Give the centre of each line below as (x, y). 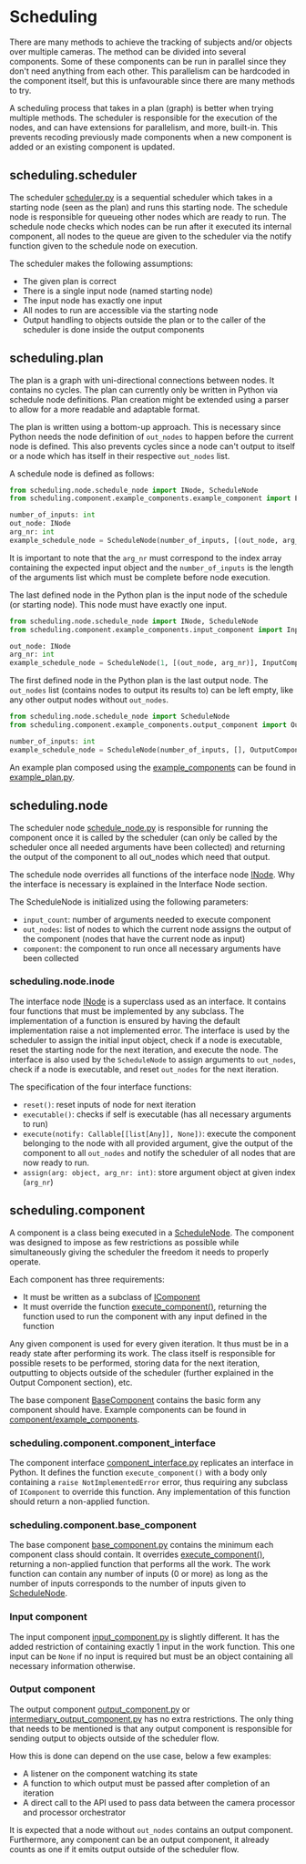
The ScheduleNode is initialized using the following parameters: (129, 901)
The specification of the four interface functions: (101, 1087)
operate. (25, 1261)
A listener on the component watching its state (110, 1773)
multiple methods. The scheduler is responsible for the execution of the (143, 118)
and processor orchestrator (74, 1812)
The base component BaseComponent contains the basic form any (135, 1399)
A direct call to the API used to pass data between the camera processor (159, 1802)
